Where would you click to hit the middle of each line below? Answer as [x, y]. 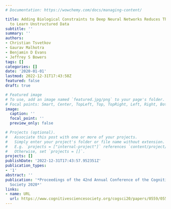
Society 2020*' [26, 185]
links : [12, 189]
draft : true [18, 86]
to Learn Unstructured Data [40, 24]
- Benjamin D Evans [26, 52]
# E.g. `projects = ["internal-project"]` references [66, 147]
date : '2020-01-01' [26, 71]
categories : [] [21, 67]
